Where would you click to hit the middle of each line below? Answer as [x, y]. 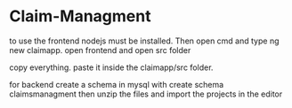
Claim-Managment [80, 16]
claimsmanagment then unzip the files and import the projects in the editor [146, 94]
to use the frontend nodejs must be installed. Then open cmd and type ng [144, 41]
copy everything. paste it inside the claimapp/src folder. [111, 67]
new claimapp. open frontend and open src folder [100, 50]
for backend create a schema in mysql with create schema [117, 84]
